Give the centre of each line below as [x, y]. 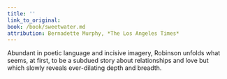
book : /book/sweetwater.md [46, 27]
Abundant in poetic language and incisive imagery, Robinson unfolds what [114, 53]
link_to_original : [34, 20]
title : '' [22, 14]
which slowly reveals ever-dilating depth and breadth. [85, 68]
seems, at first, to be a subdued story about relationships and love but [108, 61]
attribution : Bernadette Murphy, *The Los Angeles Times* [93, 33]
